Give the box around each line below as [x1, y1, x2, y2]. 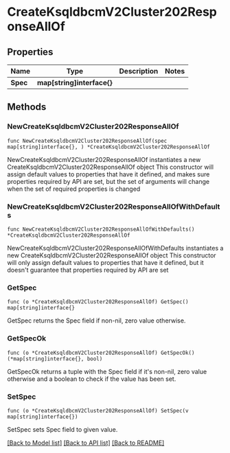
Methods [7, 101, 47, 113]
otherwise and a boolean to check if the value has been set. [7, 375, 176, 383]
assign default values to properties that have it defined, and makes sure [7, 170, 210, 178]
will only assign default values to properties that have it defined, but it [7, 258, 204, 266]
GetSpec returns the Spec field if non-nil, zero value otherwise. [7, 316, 186, 325]
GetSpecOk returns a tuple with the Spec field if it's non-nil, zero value [7, 367, 207, 375]
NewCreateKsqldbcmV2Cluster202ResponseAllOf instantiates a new [7, 155, 201, 163]
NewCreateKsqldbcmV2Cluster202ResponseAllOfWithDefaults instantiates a [7, 244, 224, 252]
